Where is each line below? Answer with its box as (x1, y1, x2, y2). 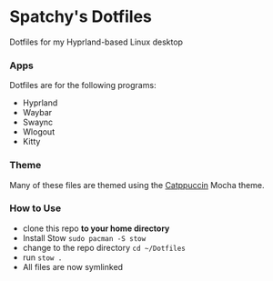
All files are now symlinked (22, 261, 124, 272)
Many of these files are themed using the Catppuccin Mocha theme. (9, 179, 265, 190)
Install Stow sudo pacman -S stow (22, 232, 147, 243)
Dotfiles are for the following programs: (9, 80, 157, 91)
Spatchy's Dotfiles (9, 6, 153, 27)
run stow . (22, 252, 63, 263)
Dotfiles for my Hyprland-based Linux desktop (9, 36, 184, 47)
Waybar (22, 107, 53, 118)
